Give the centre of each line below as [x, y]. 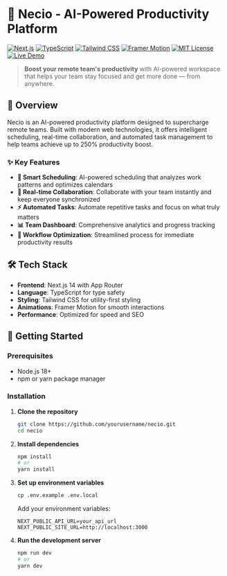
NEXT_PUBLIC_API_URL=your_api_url [67, 522]
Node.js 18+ [34, 371]
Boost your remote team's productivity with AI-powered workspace [122, 69]
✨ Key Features [34, 162]
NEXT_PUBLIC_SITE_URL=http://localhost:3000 [82, 527]
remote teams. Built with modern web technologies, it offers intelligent [107, 129]
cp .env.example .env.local [57, 496]
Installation [27, 396]
